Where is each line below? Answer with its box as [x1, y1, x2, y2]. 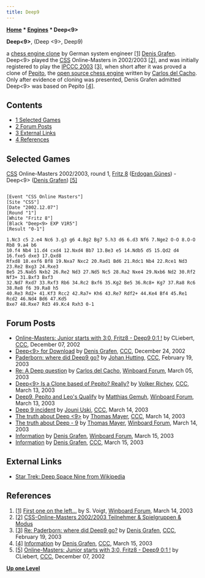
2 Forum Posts [15, 123, 52, 130]
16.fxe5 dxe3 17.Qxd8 [6, 253, 62, 259]
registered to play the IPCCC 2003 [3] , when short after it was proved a [6, 63, 187, 70]
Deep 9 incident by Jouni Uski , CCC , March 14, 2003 [15, 406, 149, 413]
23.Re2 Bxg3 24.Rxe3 [6, 264, 59, 270]
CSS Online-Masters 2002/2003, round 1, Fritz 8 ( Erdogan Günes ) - [6, 170, 177, 178]
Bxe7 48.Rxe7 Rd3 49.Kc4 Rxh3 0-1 [6, 302, 95, 308]
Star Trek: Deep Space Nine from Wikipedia [15, 472, 125, 480]
